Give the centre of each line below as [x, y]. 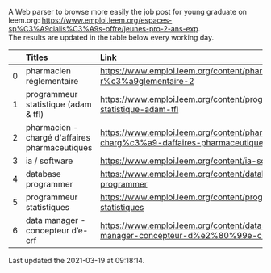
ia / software [49, 161]
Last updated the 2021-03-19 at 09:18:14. [77, 260]
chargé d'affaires [58, 138]
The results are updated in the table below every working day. [111, 37]
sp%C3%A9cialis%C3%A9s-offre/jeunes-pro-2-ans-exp [104, 29]
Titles [37, 57]
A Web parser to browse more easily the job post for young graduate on [128, 12]
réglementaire [52, 81]
